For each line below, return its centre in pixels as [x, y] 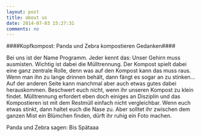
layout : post [23, 12]
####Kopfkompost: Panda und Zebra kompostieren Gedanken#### [91, 46]
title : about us [27, 18]
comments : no [23, 29]
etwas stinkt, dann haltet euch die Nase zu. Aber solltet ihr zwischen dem [98, 109]
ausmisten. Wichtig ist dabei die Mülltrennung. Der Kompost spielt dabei [97, 64]
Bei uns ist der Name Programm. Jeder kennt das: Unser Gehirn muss [94, 58]
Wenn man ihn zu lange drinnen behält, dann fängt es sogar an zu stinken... [101, 77]
